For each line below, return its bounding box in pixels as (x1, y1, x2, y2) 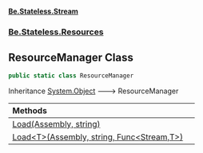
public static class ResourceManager (8, 72, 134, 80)
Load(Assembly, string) (12, 119, 101, 130)
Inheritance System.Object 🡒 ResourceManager (8, 86, 179, 96)
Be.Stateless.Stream (8, 6, 78, 16)
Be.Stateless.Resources (8, 26, 104, 37)
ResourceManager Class (8, 50, 133, 64)
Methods (12, 105, 48, 116)
